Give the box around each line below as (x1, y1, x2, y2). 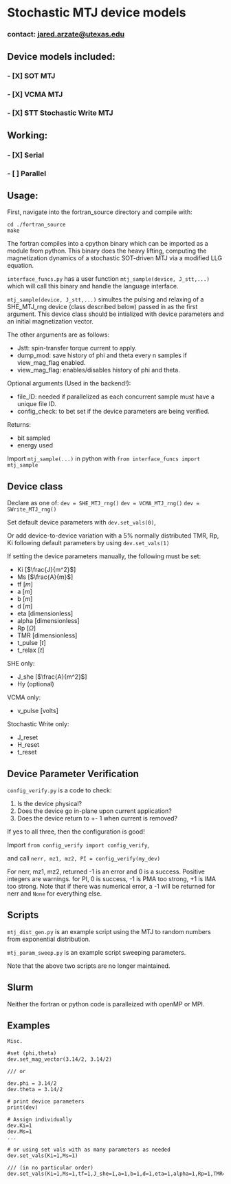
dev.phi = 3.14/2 (7, 1080, 57, 1087)
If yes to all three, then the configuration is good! (7, 827, 146, 836)
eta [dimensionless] (16, 609, 74, 617)
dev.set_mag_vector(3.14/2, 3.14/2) (7, 1056, 112, 1063)
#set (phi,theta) (7, 1050, 57, 1057)
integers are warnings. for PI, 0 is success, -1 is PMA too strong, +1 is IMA (7, 874, 217, 882)
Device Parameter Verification (7, 768, 140, 779)
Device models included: (7, 50, 115, 63)
